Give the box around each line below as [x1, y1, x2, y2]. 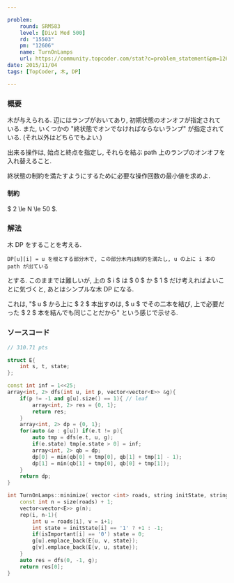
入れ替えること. [7, 156, 52, 165]
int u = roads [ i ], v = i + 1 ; [32, 517, 114, 525]
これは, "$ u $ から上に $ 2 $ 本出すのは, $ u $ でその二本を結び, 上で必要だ [7, 300, 225, 308]
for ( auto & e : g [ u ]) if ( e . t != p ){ [19, 427, 123, 434]
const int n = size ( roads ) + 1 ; [19, 499, 114, 506]
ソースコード [7, 328, 50, 338]
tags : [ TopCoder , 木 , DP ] [7, 68, 81, 75]
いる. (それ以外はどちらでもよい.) [7, 133, 102, 142]
